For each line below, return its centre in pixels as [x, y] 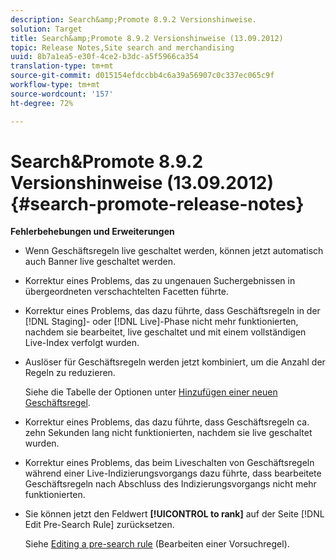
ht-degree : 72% [42, 103]
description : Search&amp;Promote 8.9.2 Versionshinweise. [133, 19]
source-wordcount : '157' [62, 94]
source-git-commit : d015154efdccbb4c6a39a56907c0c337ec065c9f [142, 76]
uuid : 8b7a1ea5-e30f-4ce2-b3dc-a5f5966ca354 [104, 57]
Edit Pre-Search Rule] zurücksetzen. [99, 525]
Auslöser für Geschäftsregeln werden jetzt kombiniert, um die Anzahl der [175, 362]
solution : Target [46, 29]
